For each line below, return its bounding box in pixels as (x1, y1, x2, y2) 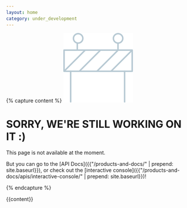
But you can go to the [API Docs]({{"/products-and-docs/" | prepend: (6, 161, 174, 168)
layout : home (6, 9, 38, 15)
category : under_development (6, 15, 77, 22)
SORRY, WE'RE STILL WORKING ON (6, 117, 182, 131)
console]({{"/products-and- (113, 167, 180, 174)
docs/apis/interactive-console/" (6, 173, 83, 180)
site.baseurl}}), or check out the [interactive (6, 167, 112, 174)
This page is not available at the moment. (6, 149, 106, 156)
